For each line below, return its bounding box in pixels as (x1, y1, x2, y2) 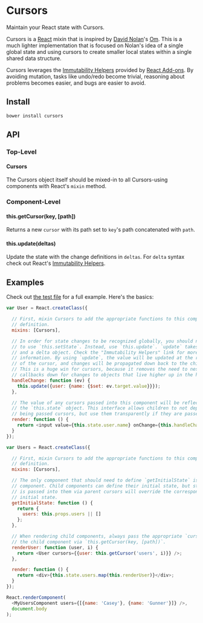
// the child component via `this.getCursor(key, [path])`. (11, 539, 166, 545)
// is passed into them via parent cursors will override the (11, 488, 172, 495)
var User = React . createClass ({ (6, 305, 88, 311)
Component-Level (6, 198, 61, 206)
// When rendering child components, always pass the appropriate (11, 533, 182, 540)
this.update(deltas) (6, 240, 56, 247)
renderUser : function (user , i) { (11, 544, 98, 550)
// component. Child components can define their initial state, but (11, 483, 190, 489)
